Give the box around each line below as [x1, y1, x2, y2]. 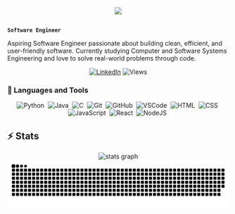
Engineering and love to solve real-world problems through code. [7, 53, 196, 62]
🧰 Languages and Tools [7, 85, 89, 95]
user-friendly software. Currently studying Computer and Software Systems [7, 46, 227, 55]
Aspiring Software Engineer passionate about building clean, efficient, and [7, 39, 223, 47]
